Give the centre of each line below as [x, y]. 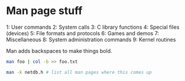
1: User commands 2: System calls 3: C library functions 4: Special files [93, 27]
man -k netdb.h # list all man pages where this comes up [79, 72]
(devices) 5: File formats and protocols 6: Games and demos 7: [83, 33]
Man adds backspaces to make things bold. [59, 50]
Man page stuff [44, 11]
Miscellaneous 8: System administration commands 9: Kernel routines [91, 39]
